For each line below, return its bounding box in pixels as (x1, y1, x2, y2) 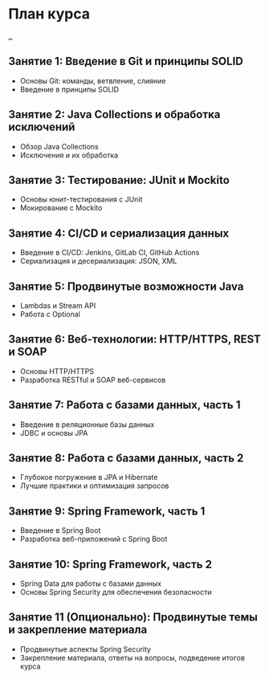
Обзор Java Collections (19, 141, 99, 151)
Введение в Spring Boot (19, 526, 101, 535)
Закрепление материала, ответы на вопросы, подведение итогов (19, 653, 245, 662)
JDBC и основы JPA (19, 428, 88, 437)
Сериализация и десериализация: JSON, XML (19, 256, 177, 266)
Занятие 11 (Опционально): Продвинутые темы (8, 611, 259, 624)
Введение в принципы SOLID (19, 84, 119, 94)
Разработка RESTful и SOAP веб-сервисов (19, 375, 166, 384)
